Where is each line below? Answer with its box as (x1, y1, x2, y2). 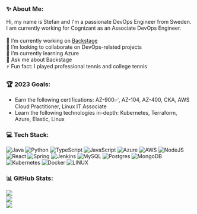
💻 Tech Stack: (6, 130, 49, 139)
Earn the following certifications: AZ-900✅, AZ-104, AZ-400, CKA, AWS (14, 96, 190, 103)
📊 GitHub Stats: (6, 174, 53, 182)
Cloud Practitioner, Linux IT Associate (14, 103, 107, 110)
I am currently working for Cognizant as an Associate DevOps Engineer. (6, 24, 182, 32)
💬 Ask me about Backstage (6, 56, 72, 64)
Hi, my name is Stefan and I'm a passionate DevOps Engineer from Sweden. (6, 18, 192, 26)
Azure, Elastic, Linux (14, 115, 65, 122)
